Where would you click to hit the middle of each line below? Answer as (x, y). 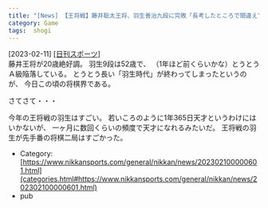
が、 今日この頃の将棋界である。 (62, 84)
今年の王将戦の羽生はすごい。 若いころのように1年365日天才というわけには (132, 118)
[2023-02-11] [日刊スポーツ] (55, 54)
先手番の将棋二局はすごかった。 (75, 138)
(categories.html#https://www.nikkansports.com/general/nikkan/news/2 (138, 179)
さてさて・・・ (33, 101)
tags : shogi (30, 30)
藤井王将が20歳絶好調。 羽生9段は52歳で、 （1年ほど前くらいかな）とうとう (134, 64)
